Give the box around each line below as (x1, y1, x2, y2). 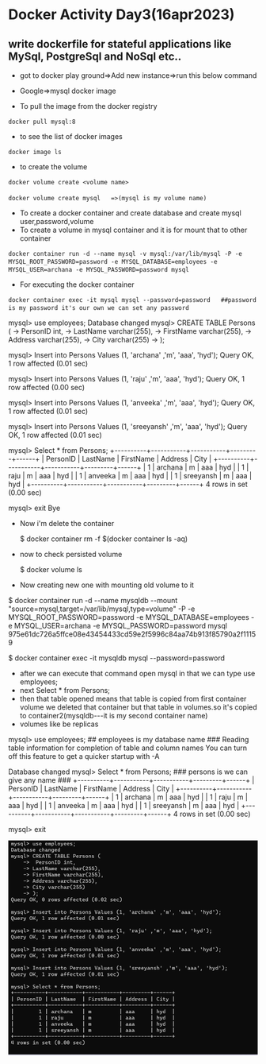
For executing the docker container (19, 280, 135, 289)
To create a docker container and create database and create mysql (19, 208, 241, 218)
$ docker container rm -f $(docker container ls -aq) (19, 534, 188, 544)
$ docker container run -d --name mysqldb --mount (8, 596, 178, 605)
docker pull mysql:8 (8, 118, 77, 126)
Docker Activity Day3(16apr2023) (8, 6, 235, 24)
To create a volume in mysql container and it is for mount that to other (19, 225, 248, 234)
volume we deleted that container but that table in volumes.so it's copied (19, 702, 257, 712)
